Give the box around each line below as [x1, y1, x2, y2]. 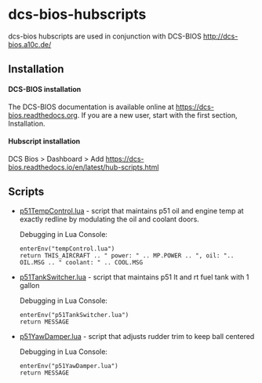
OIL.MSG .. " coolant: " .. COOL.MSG [19, 258, 144, 266]
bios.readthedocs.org [8, 110, 78, 119]
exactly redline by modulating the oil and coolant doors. [19, 214, 200, 224]
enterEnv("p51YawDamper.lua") [19, 362, 119, 370]
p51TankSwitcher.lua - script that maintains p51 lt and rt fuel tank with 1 [19, 272, 249, 282]
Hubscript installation [8, 137, 81, 146]
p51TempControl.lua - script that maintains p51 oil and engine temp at [19, 206, 245, 215]
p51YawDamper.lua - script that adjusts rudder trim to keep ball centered [19, 331, 255, 341]
